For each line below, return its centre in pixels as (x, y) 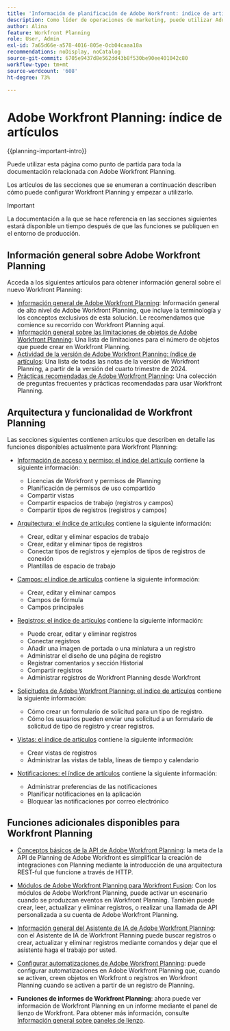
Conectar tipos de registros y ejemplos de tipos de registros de (116, 551)
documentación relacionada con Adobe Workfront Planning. (92, 172)
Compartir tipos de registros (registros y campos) (97, 510)
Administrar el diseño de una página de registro (94, 655)
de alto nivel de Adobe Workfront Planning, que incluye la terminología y (119, 311)
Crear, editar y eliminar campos (72, 592)
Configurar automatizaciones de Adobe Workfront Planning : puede (111, 963)
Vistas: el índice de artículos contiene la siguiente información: (105, 739)
